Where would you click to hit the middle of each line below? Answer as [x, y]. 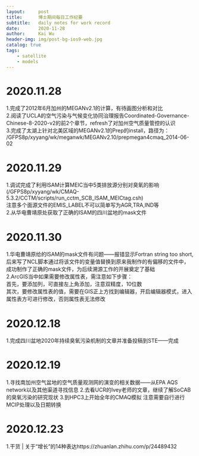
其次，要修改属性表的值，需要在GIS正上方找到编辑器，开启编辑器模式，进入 [99, 291]
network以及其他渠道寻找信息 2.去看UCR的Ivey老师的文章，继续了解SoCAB [99, 390]
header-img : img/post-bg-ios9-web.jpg [54, 39]
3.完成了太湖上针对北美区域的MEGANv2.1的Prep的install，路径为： [88, 131]
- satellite [32, 56]
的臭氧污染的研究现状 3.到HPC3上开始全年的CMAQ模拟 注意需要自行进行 [96, 398]
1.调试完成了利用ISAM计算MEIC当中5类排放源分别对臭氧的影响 [83, 185]
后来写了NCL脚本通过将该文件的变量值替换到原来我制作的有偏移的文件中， [98, 262]
